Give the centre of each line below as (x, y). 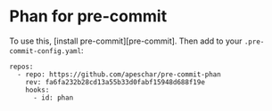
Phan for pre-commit (88, 16)
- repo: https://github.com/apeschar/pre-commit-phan (119, 74)
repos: (21, 67)
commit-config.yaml (45, 51)
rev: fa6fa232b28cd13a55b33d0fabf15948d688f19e (115, 82)
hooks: (37, 90)
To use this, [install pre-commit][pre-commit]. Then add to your (126, 41)
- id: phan (53, 98)
